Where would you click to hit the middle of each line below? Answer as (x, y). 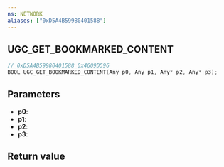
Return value (36, 157)
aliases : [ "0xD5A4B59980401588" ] (57, 21)
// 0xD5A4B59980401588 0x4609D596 (59, 66)
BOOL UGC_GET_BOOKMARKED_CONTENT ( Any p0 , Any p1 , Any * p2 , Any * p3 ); (113, 72)
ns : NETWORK (25, 14)
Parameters (34, 94)
